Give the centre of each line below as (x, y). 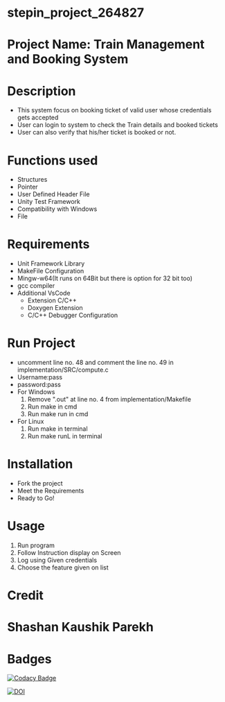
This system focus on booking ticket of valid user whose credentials (114, 110)
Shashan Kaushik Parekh (80, 627)
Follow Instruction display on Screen (69, 553)
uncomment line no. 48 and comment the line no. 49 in (96, 363)
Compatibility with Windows (57, 209)
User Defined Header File (53, 194)
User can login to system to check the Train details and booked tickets (117, 125)
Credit (25, 596)
